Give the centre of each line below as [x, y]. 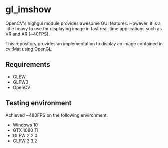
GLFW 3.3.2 [25, 141]
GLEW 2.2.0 [25, 135]
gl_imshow [28, 9]
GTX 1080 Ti [25, 130]
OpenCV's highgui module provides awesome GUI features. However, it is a [83, 23]
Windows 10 [25, 125]
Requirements [28, 64]
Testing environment [38, 103]
